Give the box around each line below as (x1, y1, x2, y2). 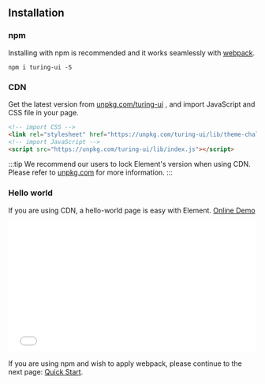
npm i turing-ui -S (8, 63, 73, 71)
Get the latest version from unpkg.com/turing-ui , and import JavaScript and (8, 99, 256, 109)
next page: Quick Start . (8, 367, 84, 376)
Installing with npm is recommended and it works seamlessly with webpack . (8, 47, 256, 58)
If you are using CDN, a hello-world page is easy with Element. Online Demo (8, 205, 256, 215)
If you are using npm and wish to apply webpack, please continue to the (8, 359, 242, 368)
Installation (8, 6, 65, 20)
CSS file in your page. (8, 107, 79, 117)
